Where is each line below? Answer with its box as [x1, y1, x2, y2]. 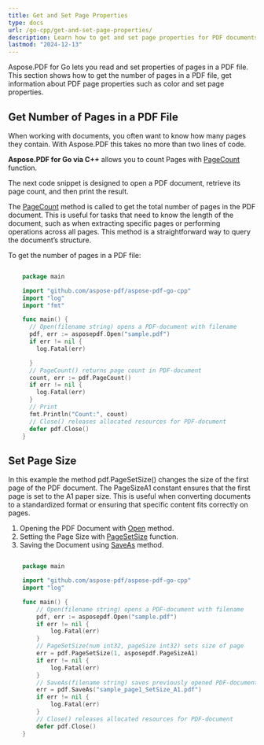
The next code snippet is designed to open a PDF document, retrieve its [8, 178, 241, 187]
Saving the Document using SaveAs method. [19, 540, 164, 550]
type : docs [8, 19, 44, 27]
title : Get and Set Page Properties [8, 11, 128, 20]
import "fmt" [22, 301, 65, 309]
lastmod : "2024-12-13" [8, 41, 82, 49]
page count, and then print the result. [8, 186, 129, 196]
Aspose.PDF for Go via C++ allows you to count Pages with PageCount [8, 154, 240, 164]
